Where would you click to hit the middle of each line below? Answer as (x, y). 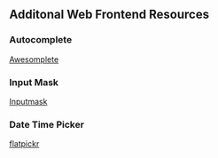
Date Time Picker (47, 124)
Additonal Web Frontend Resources (109, 15)
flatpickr (24, 144)
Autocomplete (41, 40)
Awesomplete (34, 59)
